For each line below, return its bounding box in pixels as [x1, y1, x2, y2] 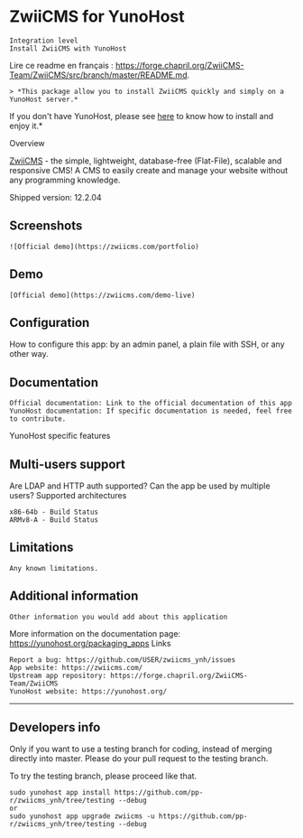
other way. [9, 349, 50, 359]
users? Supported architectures [9, 490, 127, 500]
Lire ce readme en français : [9, 60, 115, 70]
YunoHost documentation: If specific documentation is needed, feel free [9, 406, 293, 416]
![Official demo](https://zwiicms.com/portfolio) [9, 242, 200, 251]
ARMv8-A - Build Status [9, 516, 99, 525]
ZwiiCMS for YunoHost [9, 6, 185, 27]
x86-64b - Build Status [9, 507, 99, 517]
